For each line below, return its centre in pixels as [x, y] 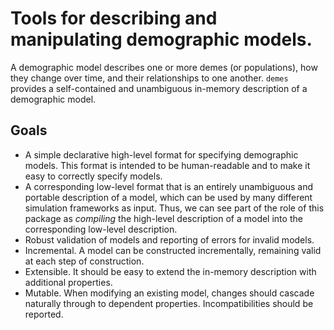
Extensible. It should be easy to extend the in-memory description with [170, 271]
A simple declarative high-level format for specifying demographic [161, 154]
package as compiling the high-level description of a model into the [163, 218]
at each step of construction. [84, 261]
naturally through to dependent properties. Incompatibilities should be [169, 303]
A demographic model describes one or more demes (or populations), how [164, 67]
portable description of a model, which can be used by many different [168, 197]
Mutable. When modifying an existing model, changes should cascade [169, 293]
